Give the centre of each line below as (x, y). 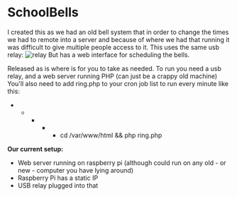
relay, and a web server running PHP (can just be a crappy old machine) (112, 76)
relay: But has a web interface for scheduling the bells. (99, 55)
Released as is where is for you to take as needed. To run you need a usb (115, 68)
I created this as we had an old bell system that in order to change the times (118, 32)
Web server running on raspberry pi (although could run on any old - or (122, 163)
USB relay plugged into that (58, 185)
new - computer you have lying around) (75, 170)
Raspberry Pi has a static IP (58, 178)
